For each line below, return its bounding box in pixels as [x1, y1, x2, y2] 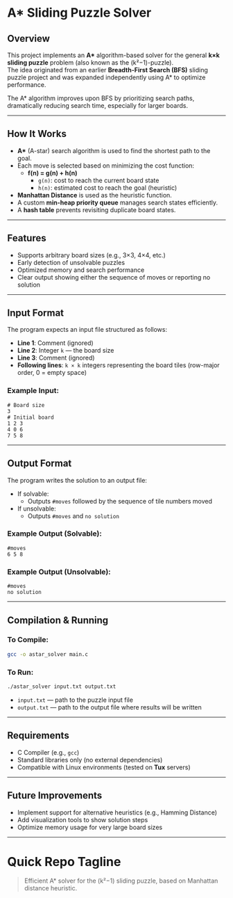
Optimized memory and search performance [17, 266, 145, 274]
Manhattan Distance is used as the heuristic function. [17, 191, 172, 199]
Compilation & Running [7, 614, 109, 626]
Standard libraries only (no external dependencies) [17, 755, 163, 764]
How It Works [7, 128, 67, 140]
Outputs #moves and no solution [27, 511, 120, 520]
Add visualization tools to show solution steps [17, 815, 148, 824]
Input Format [7, 307, 64, 319]
